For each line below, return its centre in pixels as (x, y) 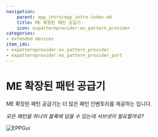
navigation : (21, 11)
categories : (21, 34)
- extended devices (30, 39)
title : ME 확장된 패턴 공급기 (49, 22)
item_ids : (18, 45)
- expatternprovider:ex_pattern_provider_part (64, 55)
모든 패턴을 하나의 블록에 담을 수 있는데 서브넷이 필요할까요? (75, 116)
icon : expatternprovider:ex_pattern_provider (74, 28)
